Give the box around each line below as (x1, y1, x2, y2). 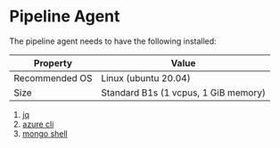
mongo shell (21, 127, 69, 139)
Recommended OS (13, 71, 93, 84)
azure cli (21, 119, 54, 129)
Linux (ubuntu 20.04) (101, 71, 191, 84)
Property (34, 56, 73, 69)
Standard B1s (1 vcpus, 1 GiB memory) (101, 86, 266, 99)
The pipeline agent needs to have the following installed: (9, 36, 217, 46)
